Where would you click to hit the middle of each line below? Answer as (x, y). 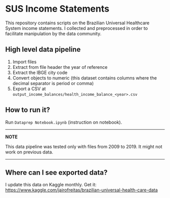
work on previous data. (29, 152)
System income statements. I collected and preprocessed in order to (77, 28)
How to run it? (28, 110)
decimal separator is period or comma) (53, 83)
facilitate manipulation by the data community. (53, 33)
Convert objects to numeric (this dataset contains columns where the (84, 78)
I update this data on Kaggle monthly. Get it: (51, 185)
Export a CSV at (29, 89)
